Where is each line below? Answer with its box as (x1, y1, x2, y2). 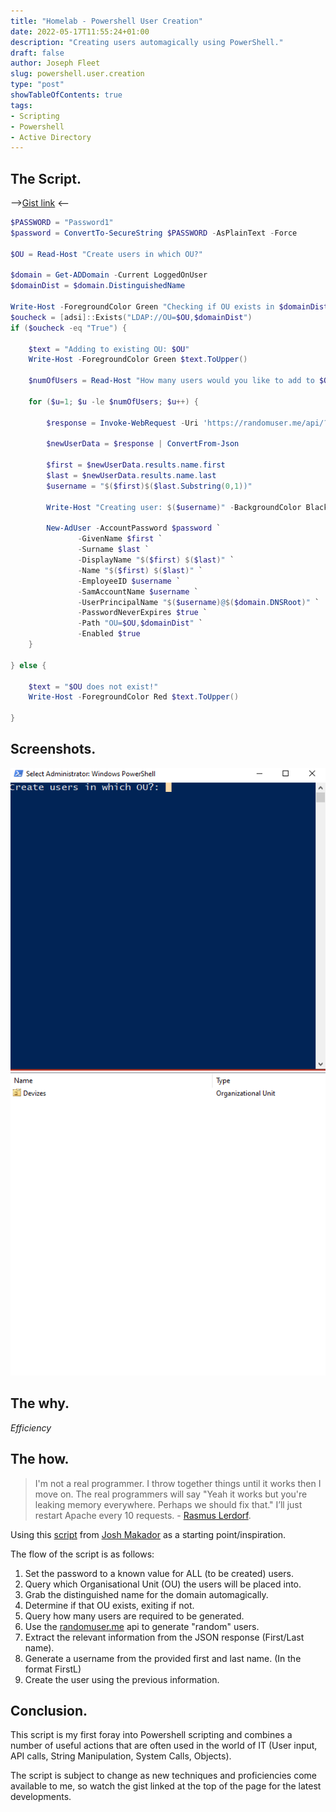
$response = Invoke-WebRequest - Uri (46, 418, 199, 428)
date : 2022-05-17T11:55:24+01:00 (10, 26, 150, 37)
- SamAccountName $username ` (77, 586, 199, 597)
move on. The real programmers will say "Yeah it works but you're (34, 1488, 308, 1500)
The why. (10, 1395, 70, 1412)
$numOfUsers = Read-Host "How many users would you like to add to (28, 376, 315, 386)
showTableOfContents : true (10, 90, 123, 100)
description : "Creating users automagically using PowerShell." (10, 37, 284, 47)
